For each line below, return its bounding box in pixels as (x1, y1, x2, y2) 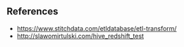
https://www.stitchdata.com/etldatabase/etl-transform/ (16, 24, 177, 32)
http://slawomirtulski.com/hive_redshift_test (16, 32, 145, 40)
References (6, 6, 59, 18)
